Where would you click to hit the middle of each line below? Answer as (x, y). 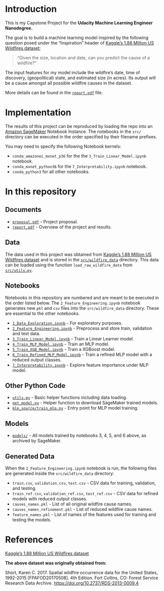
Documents (23, 210)
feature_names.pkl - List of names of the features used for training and (84, 514)
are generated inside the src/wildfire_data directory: (60, 473)
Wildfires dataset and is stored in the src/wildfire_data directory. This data (82, 259)
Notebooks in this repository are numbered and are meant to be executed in (82, 297)
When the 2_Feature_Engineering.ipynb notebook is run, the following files (81, 468)
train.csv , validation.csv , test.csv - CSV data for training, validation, (84, 483)
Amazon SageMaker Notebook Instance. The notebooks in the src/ (73, 131)
